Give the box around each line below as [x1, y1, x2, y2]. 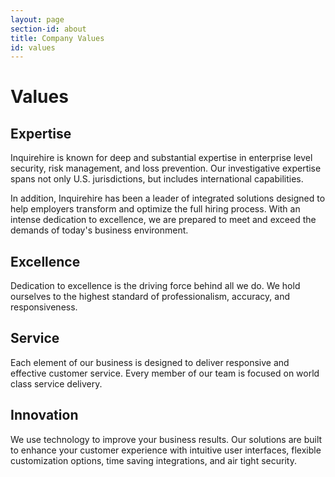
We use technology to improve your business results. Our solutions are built [10, 433, 323, 445]
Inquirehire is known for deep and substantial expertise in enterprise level [10, 152, 313, 164]
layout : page [10, 14, 65, 25]
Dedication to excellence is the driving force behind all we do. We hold [10, 280, 301, 292]
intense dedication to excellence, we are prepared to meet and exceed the [10, 214, 317, 226]
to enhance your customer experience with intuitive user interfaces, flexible [10, 444, 322, 456]
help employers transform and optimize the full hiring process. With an [10, 203, 301, 215]
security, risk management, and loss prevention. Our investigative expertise [10, 162, 322, 175]
